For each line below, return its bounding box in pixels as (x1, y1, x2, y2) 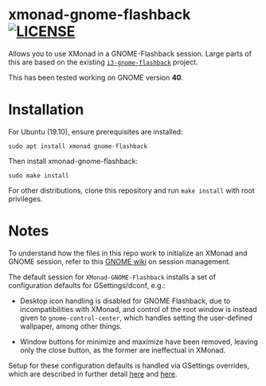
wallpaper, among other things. (19, 321, 123, 331)
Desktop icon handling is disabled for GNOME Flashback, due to (19, 296, 231, 306)
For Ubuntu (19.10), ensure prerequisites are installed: (8, 127, 183, 136)
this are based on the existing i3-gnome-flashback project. (8, 57, 198, 67)
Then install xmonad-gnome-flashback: (8, 156, 138, 166)
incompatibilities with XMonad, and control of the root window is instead (19, 304, 257, 314)
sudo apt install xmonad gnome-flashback (8, 142, 148, 150)
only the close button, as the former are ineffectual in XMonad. (19, 345, 226, 355)
